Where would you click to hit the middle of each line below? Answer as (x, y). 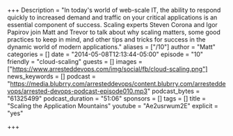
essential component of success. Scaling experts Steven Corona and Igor (112, 25)
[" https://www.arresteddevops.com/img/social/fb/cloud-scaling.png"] (107, 69)
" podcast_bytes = (174, 91)
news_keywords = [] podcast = (51, 76)
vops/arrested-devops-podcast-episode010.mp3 (78, 91)
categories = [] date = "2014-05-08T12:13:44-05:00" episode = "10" (105, 54)
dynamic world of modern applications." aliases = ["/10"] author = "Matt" (111, 47)
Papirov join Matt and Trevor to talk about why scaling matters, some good (114, 32)
